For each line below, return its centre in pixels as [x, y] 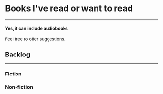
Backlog [18, 54]
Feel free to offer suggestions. [35, 39]
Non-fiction [19, 87]
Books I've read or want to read [69, 9]
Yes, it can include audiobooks [36, 28]
